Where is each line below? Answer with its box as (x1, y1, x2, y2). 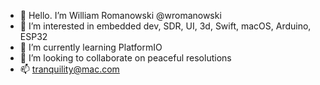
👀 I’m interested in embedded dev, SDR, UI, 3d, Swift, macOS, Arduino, (19, 20, 312, 32)
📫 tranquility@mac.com (19, 63, 120, 75)
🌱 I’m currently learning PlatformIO (19, 41, 163, 53)
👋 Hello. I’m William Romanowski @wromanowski (19, 10, 222, 21)
